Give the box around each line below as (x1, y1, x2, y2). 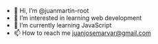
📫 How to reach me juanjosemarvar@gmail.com (13, 29, 151, 37)
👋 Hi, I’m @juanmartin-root (13, 7, 89, 14)
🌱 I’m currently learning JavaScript (13, 21, 112, 29)
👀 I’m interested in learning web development (13, 14, 142, 22)
